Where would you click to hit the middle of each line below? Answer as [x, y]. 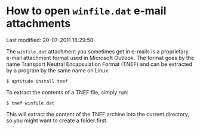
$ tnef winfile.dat [30, 103]
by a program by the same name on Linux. [58, 70]
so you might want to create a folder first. [57, 121]
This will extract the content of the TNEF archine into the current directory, [98, 114]
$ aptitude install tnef [37, 81]
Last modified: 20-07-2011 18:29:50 [50, 40]
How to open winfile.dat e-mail [86, 11]
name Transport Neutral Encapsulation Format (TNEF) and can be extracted [99, 64]
